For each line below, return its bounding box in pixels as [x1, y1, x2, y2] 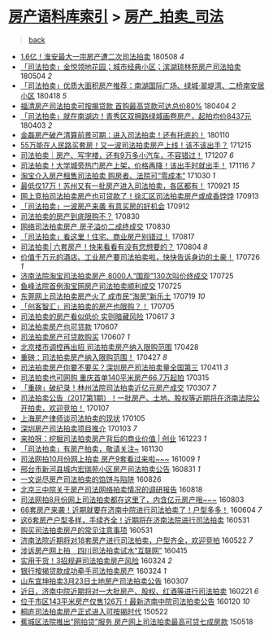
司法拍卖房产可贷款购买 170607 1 [19, 331, 130, 342]
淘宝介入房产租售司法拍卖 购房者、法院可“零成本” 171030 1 [19, 170, 216, 180]
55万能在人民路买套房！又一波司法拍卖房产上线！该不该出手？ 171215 [19, 140, 252, 150]
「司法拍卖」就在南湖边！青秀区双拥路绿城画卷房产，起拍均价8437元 [19, 111, 252, 120]
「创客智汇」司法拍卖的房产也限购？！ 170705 [19, 301, 175, 311]
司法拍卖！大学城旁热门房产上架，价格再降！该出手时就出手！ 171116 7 [19, 160, 255, 170]
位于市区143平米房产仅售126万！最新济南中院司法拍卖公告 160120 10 [19, 596, 250, 606]
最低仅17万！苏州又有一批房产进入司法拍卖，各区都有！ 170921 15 [19, 181, 240, 190]
